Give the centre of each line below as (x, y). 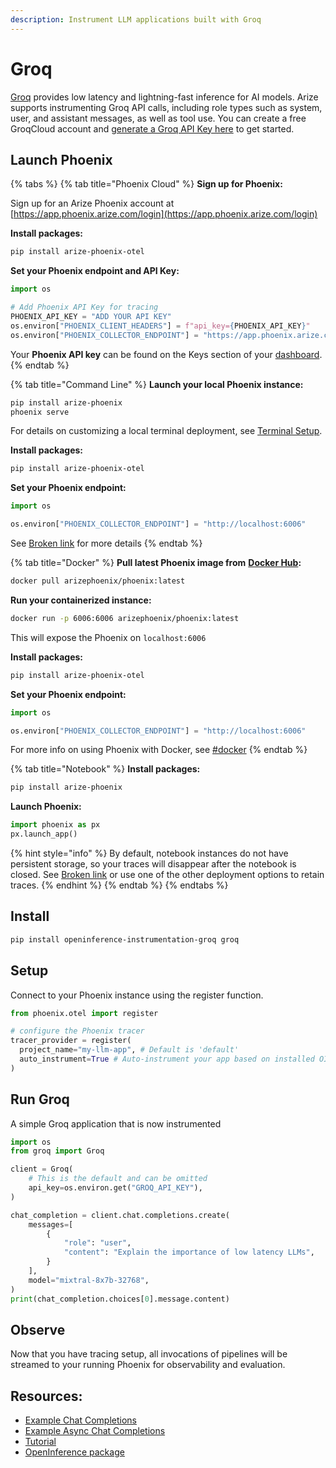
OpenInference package (74, 1452)
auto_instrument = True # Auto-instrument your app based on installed (167, 1059)
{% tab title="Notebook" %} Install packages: (105, 769)
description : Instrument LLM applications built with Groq (136, 19)
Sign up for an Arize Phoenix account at (92, 203)
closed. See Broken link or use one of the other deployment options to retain (167, 874)
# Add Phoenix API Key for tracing (84, 307)
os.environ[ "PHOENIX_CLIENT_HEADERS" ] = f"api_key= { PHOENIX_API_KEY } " (160, 326)
